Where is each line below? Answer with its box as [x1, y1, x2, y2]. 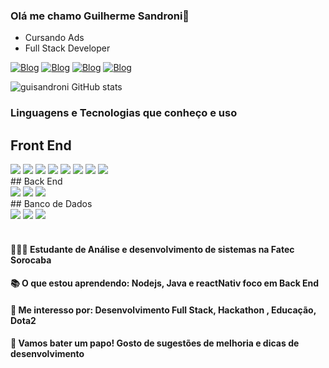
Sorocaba [10, 254, 52, 266]
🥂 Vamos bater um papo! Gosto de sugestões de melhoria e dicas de [10, 337, 300, 349]
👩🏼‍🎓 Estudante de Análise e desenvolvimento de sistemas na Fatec [10, 243, 295, 255]
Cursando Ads [24, 32, 85, 44]
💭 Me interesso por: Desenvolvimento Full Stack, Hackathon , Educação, [10, 304, 317, 316]
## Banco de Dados [10, 198, 93, 210]
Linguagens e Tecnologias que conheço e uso [10, 106, 238, 120]
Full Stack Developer [24, 42, 111, 54]
